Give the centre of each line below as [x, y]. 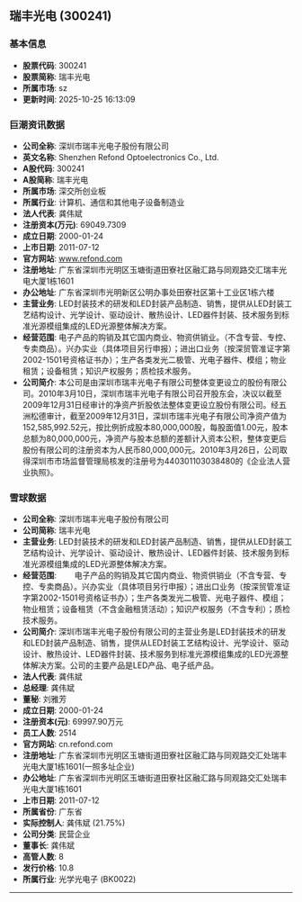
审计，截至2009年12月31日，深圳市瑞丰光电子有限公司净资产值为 [167, 416]
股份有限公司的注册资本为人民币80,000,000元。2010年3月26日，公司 [151, 449]
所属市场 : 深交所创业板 [64, 191]
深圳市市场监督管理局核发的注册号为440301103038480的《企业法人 [156, 461]
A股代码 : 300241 [53, 168]
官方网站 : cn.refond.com [67, 744]
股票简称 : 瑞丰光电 [56, 77]
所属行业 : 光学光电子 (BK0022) [79, 879]
